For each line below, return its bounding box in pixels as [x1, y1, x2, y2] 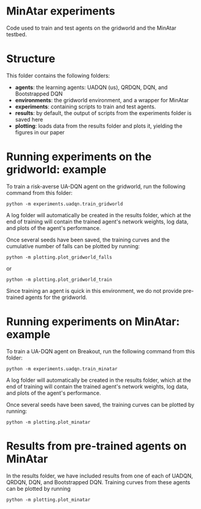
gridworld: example [6, 163, 107, 177]
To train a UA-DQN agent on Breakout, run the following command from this [6, 347, 195, 355]
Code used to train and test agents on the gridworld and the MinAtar [6, 24, 177, 31]
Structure [6, 52, 56, 66]
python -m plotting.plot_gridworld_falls [6, 254, 113, 260]
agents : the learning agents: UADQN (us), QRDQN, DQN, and [15, 84, 168, 91]
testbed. [6, 30, 27, 38]
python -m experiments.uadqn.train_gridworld [6, 201, 123, 207]
